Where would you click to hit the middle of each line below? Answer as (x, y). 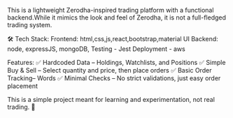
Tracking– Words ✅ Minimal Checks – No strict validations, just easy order (114, 78)
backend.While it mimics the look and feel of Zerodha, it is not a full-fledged (116, 17)
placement (23, 86)
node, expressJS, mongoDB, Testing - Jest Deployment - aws (96, 49)
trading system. (30, 25)
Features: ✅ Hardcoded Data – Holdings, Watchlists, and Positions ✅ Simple (116, 62)
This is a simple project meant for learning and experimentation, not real (111, 99)
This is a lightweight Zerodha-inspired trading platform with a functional (111, 10)
